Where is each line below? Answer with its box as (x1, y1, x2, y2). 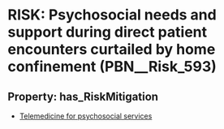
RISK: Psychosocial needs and (7, 6, 217, 24)
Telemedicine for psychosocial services (19, 111, 153, 121)
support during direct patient (7, 23, 208, 41)
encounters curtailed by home (7, 41, 216, 58)
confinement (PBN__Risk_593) (7, 58, 217, 76)
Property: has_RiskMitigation (7, 89, 159, 103)
